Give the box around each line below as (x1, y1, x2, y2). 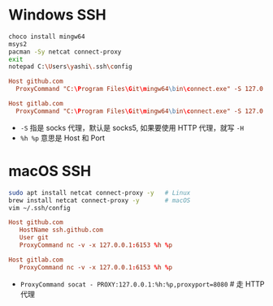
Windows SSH (8, 6, 107, 24)
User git (19, 234, 49, 242)
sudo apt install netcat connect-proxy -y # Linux (8, 188, 191, 196)
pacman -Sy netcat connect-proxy (8, 47, 122, 56)
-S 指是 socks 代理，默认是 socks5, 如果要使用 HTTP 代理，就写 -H (19, 123, 245, 132)
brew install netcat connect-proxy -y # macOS (8, 196, 191, 205)
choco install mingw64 (8, 32, 85, 41)
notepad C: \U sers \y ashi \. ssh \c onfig (8, 62, 132, 71)
